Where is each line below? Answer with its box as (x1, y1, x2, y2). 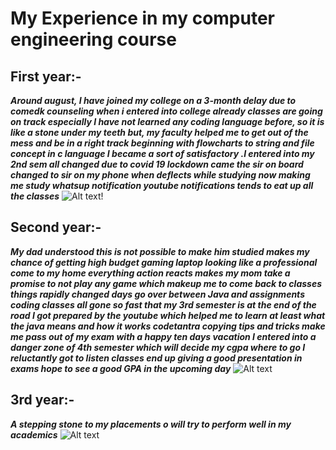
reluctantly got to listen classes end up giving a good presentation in (10, 352, 303, 364)
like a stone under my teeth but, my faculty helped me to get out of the (10, 127, 309, 138)
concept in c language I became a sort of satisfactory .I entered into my (10, 148, 315, 159)
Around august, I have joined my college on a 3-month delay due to (10, 95, 297, 106)
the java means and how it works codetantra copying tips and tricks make (10, 320, 326, 332)
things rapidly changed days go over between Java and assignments (10, 288, 305, 300)
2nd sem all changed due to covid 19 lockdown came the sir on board (10, 158, 304, 170)
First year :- (10, 68, 82, 85)
